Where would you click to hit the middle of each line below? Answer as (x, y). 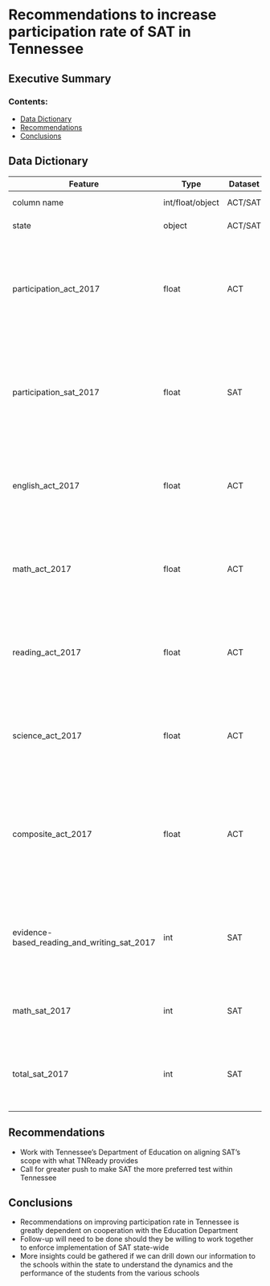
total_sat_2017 (41, 1074)
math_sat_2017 (42, 1010)
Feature (84, 184)
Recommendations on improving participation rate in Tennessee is (129, 1222)
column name (38, 202)
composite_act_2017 (52, 834)
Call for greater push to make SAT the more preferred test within (126, 1169)
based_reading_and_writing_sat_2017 (84, 942)
